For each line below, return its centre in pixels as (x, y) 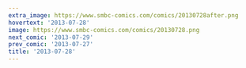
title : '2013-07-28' (42, 52)
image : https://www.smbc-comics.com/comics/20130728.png (104, 30)
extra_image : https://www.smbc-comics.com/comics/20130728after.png (123, 15)
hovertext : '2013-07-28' (49, 23)
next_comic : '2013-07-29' (51, 37)
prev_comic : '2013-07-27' (51, 45)
